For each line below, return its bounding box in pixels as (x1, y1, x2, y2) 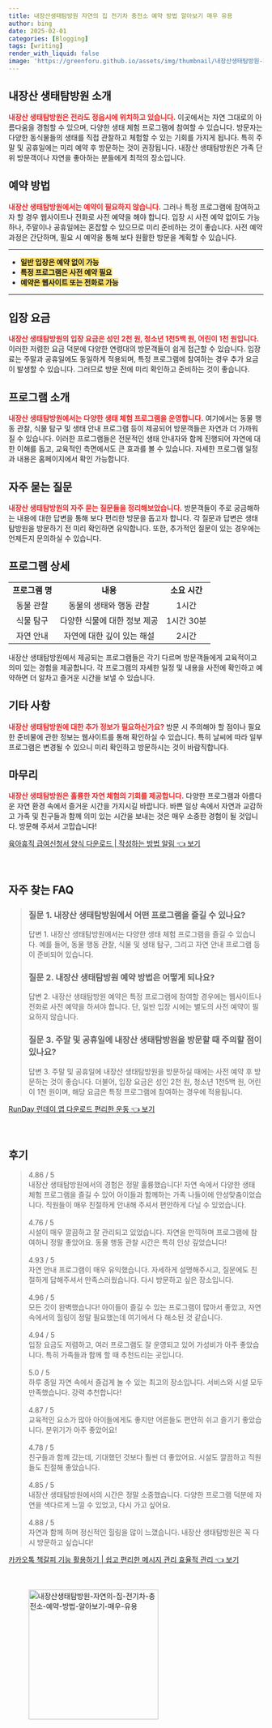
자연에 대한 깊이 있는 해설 (63, 630, 155, 641)
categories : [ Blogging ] (8, 34, 89, 43)
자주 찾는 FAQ (8, 883, 74, 897)
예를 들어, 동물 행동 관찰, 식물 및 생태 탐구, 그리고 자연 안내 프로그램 (39, 940, 253, 950)
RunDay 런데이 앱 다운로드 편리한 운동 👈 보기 (8, 1104, 155, 1113)
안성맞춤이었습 (215, 1190, 262, 1200)
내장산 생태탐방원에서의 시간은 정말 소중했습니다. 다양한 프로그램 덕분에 (28, 1490, 253, 1500)
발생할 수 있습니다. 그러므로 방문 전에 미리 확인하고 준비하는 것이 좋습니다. (16, 364, 250, 374)
